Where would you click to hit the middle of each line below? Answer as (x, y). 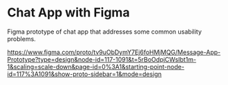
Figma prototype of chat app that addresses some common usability (105, 32)
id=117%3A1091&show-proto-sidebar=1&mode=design (85, 74)
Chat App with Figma (68, 13)
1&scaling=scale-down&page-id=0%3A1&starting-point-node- (96, 66)
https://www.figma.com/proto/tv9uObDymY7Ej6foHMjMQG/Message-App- (114, 52)
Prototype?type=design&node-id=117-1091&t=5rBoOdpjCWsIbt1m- (102, 59)
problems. (21, 38)
